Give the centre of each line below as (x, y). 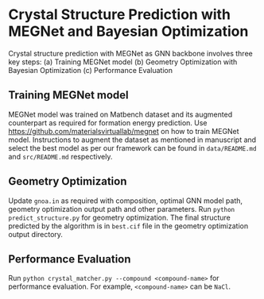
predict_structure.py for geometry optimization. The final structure (119, 217)
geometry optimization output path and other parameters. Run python (122, 209)
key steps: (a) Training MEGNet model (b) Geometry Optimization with (123, 62)
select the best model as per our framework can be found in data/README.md (132, 148)
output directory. (36, 234)
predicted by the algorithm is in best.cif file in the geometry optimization (128, 226)
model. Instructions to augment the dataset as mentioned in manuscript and (132, 140)
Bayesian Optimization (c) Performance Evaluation (91, 70)
